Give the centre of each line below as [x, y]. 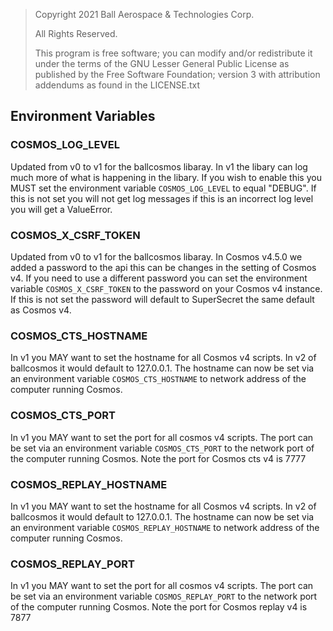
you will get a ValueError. [61, 209]
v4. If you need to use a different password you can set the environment [159, 278]
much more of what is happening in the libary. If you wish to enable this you [166, 177]
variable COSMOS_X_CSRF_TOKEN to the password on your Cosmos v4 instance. [166, 288]
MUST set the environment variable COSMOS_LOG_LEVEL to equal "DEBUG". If [163, 188]
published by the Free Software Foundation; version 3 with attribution [177, 74]
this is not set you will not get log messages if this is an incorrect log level [162, 198]
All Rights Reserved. [76, 33]
